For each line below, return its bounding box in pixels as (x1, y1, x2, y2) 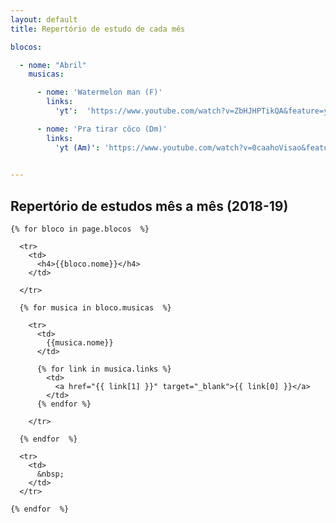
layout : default (10, 14, 78, 25)
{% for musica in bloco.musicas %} (19, 303, 172, 313)
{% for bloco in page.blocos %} (10, 224, 150, 235)
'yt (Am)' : (54, 142, 101, 153)
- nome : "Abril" (19, 60, 87, 70)
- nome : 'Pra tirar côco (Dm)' (36, 124, 168, 134)
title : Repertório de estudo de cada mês (10, 24, 186, 34)
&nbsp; (36, 469, 65, 480)
